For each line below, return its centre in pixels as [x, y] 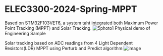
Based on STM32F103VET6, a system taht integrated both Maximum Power [81, 23]
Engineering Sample [25, 33]
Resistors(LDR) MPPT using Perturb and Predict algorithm [63, 48]
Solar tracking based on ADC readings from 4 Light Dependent [69, 43]
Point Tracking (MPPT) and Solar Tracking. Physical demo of [78, 28]
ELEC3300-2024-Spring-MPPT [71, 9]
